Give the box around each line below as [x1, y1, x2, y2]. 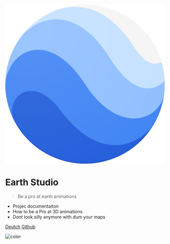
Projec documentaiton [12, 203, 59, 209]
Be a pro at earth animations [17, 193, 77, 199]
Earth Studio [5, 177, 59, 188]
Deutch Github [5, 223, 35, 229]
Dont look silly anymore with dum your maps [12, 214, 106, 220]
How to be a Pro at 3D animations [12, 208, 83, 214]
